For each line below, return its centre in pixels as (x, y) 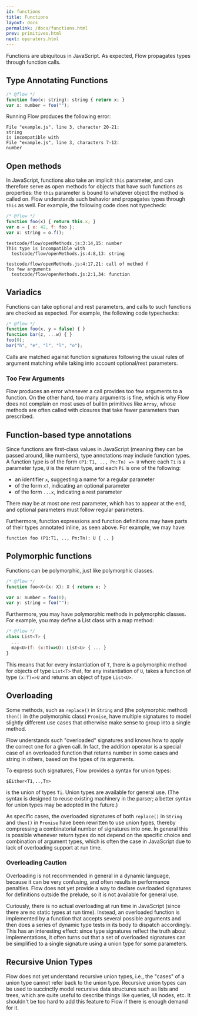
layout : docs (22, 22)
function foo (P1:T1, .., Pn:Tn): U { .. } (60, 538)
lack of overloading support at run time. (54, 847)
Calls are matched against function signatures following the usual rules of (95, 357)
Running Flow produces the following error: (59, 116)
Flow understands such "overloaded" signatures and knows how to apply (95, 740)
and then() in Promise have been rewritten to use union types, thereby (91, 822)
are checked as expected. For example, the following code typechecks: (93, 313)
